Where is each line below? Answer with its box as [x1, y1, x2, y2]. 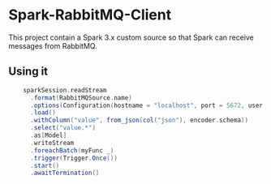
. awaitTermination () [29, 169, 100, 178]
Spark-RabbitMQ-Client [8, 6, 172, 24]
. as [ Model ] [29, 131, 67, 139]
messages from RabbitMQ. [8, 41, 97, 50]
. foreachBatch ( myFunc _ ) [29, 146, 114, 155]
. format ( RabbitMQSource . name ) [29, 93, 132, 102]
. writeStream [29, 139, 75, 147]
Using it [8, 65, 49, 79]
